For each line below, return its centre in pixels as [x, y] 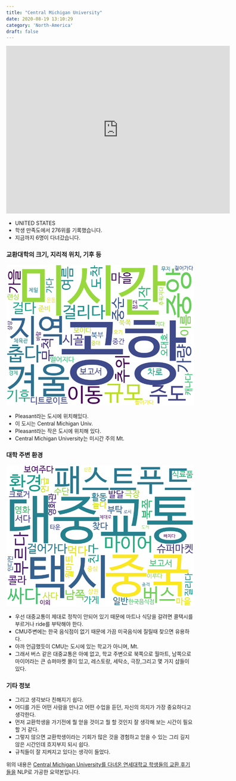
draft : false [22, 32]
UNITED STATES [35, 223]
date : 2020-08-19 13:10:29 [40, 19]
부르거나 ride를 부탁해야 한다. [49, 624]
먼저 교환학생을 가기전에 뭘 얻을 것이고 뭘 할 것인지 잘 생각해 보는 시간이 [98, 722]
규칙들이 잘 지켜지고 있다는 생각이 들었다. [63, 752]
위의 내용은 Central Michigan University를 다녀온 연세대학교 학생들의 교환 [93, 765]
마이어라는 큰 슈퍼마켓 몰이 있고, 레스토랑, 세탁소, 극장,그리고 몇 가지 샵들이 [102, 661]
